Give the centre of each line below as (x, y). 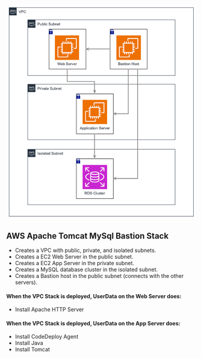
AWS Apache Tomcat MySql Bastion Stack (88, 236)
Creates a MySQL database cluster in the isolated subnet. (86, 269)
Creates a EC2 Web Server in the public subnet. (74, 256)
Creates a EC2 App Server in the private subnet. (74, 263)
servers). (26, 282)
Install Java (29, 343)
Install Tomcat (32, 350)
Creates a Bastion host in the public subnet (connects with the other (99, 275)
